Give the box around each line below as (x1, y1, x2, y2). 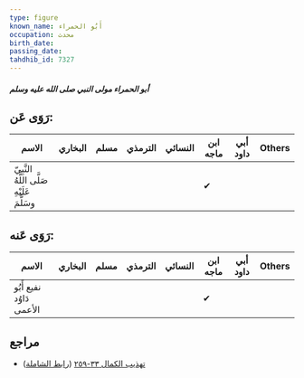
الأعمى (14, 304, 41, 317)
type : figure (9, 13, 59, 23)
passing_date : (9, 47, 63, 56)
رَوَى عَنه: (9, 227, 54, 242)
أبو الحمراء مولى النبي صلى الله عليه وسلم (9, 83, 149, 94)
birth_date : (9, 38, 54, 48)
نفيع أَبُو (14, 281, 42, 294)
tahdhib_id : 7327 (9, 55, 75, 64)
